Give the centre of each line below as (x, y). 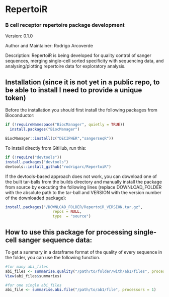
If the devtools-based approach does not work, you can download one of (81, 176)
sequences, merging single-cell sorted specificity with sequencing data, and (84, 61)
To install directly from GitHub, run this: (46, 148)
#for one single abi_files (33, 285)
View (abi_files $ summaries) (33, 276)
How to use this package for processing (69, 232)
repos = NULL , (67, 212)
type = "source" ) (72, 216)
